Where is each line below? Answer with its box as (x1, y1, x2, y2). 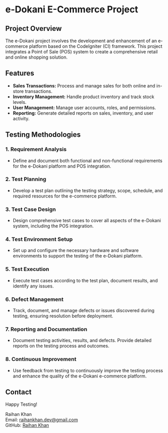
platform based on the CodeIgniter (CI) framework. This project (29, 43, 163, 49)
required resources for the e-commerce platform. (12, 193, 117, 199)
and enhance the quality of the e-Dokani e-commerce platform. (12, 373, 147, 379)
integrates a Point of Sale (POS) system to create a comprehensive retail (5, 49, 158, 55)
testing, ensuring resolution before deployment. (12, 313, 114, 319)
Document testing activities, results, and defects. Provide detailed (12, 337, 152, 344)
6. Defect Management (5, 296, 64, 303)
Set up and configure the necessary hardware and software (12, 247, 139, 254)
